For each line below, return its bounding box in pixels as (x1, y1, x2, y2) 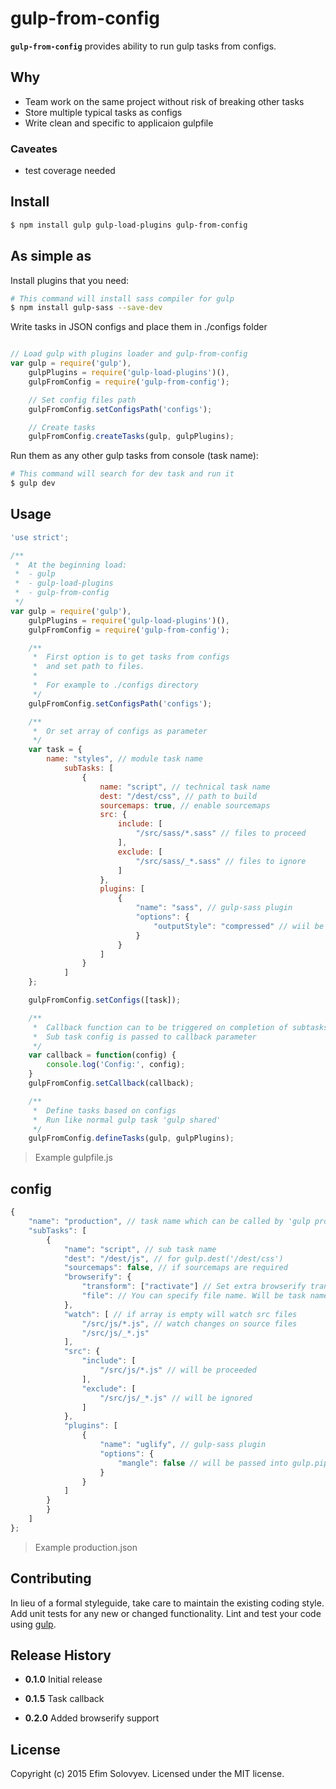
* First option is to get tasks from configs (32, 652, 230, 662)
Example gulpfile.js (34, 1152, 113, 1164)
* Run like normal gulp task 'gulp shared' (32, 1115, 222, 1125)
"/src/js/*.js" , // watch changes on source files (81, 1318, 298, 1329)
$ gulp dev (10, 478, 56, 489)
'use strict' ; (10, 532, 70, 542)
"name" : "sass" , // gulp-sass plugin (135, 903, 293, 913)
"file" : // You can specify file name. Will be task (81, 1291, 307, 1301)
